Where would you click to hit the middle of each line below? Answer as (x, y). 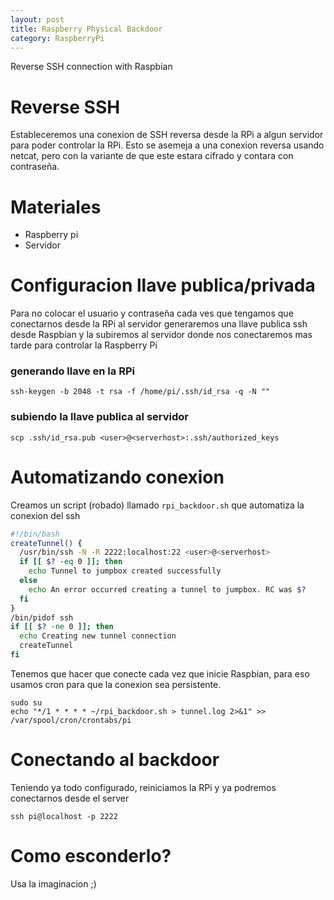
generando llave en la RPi (72, 371)
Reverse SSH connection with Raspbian (91, 67)
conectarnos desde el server (70, 798)
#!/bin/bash (35, 534)
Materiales (56, 207)
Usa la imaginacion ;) (53, 883)
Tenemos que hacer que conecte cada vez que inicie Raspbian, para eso (160, 673)
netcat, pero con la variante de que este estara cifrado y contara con (152, 156)
